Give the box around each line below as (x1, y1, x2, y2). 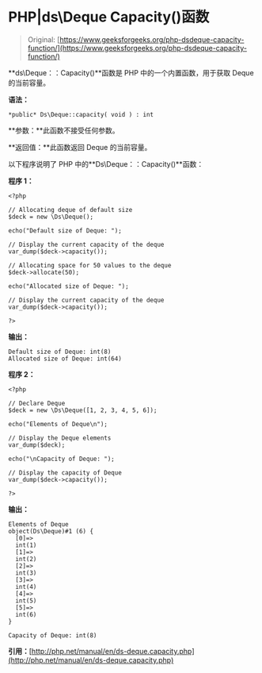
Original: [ (27, 34, 60, 44)
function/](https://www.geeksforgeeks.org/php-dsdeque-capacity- (27, 43, 248, 52)
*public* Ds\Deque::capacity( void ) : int (8, 110, 154, 118)
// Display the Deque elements (8, 434, 112, 442)
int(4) (15, 583, 37, 590)
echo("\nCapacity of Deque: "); (8, 455, 115, 463)
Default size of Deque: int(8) (8, 348, 112, 356)
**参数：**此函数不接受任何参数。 (8, 125, 120, 135)
